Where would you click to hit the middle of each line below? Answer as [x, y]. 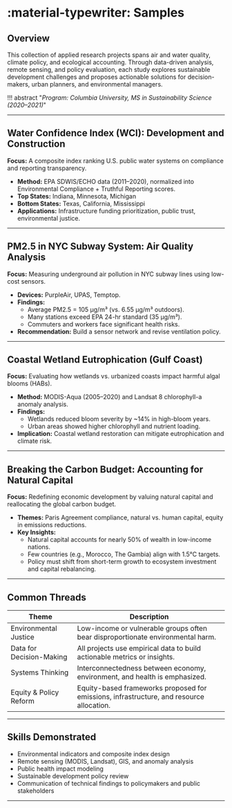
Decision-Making [39, 657]
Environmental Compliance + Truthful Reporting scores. [96, 189]
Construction [36, 144]
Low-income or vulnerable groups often [142, 629]
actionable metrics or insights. [126, 657]
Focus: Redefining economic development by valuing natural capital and [110, 497]
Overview [29, 38]
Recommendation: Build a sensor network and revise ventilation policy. [119, 331]
